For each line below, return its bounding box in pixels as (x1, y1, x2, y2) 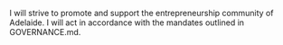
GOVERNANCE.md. (9, 27, 81, 37)
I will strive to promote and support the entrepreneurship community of (9, 8, 274, 18)
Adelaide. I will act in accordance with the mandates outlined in (9, 17, 245, 28)
